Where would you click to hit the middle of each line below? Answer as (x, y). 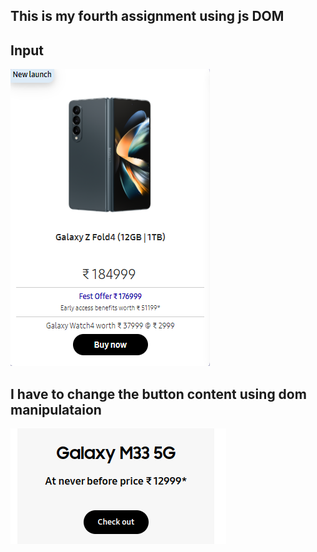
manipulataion (56, 409)
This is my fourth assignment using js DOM (147, 16)
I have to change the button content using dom (158, 394)
